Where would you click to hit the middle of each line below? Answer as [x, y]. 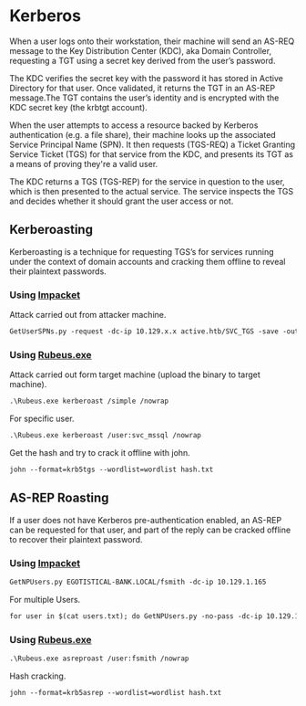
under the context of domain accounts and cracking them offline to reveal [148, 261]
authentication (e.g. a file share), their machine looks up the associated [143, 134]
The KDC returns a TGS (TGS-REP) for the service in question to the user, [147, 181]
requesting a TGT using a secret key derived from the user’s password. [143, 60]
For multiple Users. [45, 599]
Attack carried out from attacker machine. [88, 315]
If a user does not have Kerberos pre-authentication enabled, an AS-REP [146, 520]
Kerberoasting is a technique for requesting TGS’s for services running [142, 251]
